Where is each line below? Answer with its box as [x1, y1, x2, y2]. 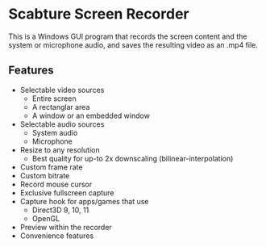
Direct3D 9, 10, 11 [31, 205, 89, 215]
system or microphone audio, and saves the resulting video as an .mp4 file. [8, 40, 258, 49]
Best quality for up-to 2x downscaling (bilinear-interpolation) [31, 153, 234, 163]
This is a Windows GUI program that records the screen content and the [8, 31, 247, 41]
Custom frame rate [19, 162, 83, 172]
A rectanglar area [31, 102, 90, 111]
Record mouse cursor [19, 179, 93, 189]
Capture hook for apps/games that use [19, 196, 149, 206]
